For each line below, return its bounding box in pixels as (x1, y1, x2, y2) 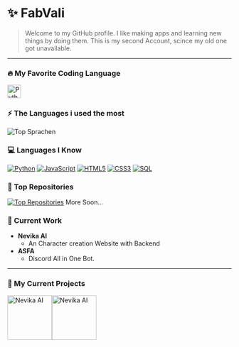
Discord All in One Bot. (28, 254, 95, 263)
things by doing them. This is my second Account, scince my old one (24, 36, 228, 45)
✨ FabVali (7, 5, 65, 21)
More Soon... (65, 198, 104, 206)
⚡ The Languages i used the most (7, 109, 124, 119)
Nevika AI (17, 232, 48, 241)
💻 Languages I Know (7, 145, 82, 155)
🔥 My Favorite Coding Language (7, 68, 121, 78)
